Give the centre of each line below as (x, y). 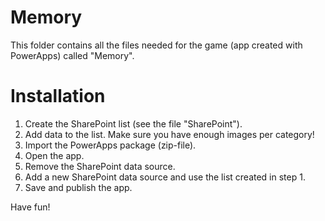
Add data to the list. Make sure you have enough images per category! (169, 134)
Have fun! (30, 207)
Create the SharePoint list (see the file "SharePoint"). (133, 123)
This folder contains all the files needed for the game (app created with (156, 45)
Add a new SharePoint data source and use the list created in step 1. (165, 177)
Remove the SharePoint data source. (100, 166)
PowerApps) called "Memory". (72, 55)
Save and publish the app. (78, 187)
